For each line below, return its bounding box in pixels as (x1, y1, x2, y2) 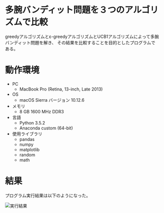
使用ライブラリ (12, 131, 42, 137)
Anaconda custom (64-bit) (19, 125, 73, 131)
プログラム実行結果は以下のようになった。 (5, 193, 91, 198)
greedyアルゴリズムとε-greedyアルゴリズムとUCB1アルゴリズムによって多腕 (5, 34, 159, 39)
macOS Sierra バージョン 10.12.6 (19, 97, 84, 103)
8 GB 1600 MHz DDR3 (19, 108, 64, 114)
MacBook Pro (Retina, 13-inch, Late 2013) (19, 86, 103, 92)
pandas (19, 136, 35, 142)
